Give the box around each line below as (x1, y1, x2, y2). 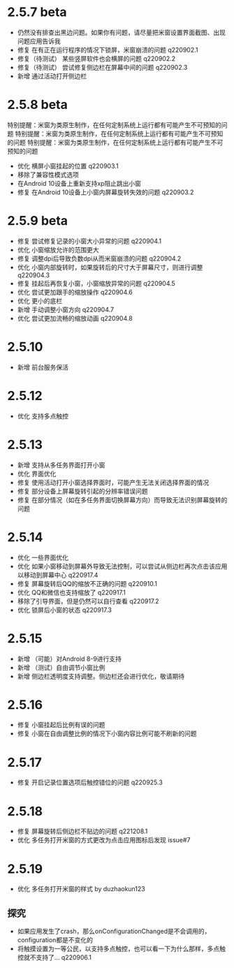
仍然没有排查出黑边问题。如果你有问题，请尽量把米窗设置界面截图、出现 (17, 28, 226, 36)
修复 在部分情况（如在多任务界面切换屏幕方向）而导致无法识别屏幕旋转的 (17, 495, 228, 504)
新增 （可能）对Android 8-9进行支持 (17, 654, 122, 663)
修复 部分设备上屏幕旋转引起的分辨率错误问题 (17, 487, 148, 495)
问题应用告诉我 (17, 36, 61, 45)
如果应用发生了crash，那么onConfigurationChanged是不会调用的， (17, 927, 211, 936)
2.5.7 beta (7, 4, 68, 20)
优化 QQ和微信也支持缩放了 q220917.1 (17, 588, 126, 596)
